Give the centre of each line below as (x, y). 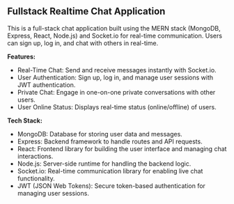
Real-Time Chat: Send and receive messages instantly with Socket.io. (117, 70)
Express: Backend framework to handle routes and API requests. (110, 141)
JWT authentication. (46, 85)
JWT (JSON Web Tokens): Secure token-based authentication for (111, 186)
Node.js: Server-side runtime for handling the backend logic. (104, 164)
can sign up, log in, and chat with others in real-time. (83, 43)
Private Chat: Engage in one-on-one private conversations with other (116, 92)
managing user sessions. (53, 193)
